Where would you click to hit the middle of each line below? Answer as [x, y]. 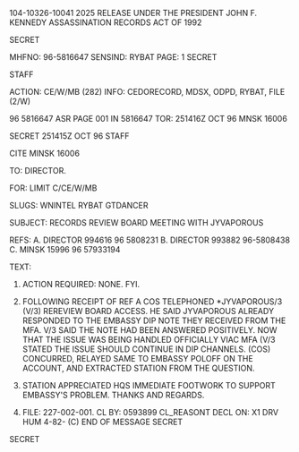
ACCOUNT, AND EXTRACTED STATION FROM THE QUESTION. [138, 368]
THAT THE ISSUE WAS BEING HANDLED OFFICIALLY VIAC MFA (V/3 [149, 340]
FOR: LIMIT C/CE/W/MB [53, 188]
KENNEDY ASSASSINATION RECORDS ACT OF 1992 [106, 22]
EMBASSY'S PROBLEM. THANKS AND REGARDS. [113, 395]
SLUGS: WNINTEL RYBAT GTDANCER [79, 205]
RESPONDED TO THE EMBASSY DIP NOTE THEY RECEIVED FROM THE [154, 320]
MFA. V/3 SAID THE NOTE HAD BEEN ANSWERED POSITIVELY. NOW [149, 330]
